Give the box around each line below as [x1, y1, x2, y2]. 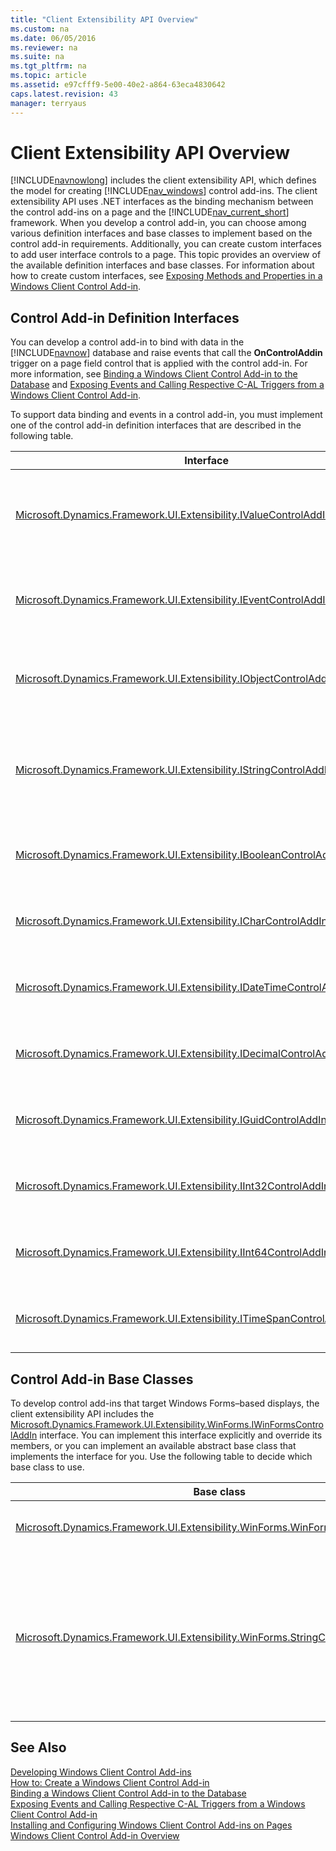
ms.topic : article [10, 71, 87, 81]
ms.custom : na [10, 24, 70, 34]
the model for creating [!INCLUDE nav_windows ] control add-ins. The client [10, 185, 318, 197]
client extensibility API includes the [10, 1408, 155, 1420]
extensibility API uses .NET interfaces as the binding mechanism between [10, 196, 314, 208]
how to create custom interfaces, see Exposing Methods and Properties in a [10, 270, 323, 282]
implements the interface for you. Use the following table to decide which [10, 1451, 313, 1463]
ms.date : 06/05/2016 [10, 33, 97, 43]
